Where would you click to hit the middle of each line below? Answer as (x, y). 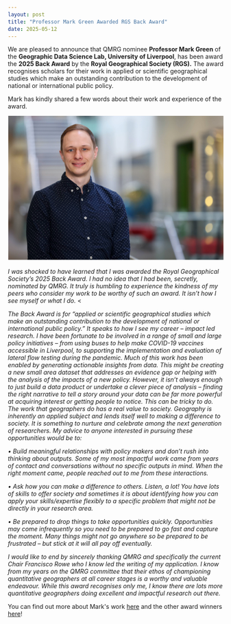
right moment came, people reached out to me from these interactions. (108, 473)
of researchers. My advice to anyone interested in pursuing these (100, 430)
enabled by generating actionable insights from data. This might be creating (116, 365)
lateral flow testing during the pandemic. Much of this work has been (106, 358)
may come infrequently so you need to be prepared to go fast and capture (113, 529)
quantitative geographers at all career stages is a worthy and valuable (108, 578)
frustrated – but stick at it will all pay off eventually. (80, 543)
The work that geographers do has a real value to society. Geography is (110, 408)
